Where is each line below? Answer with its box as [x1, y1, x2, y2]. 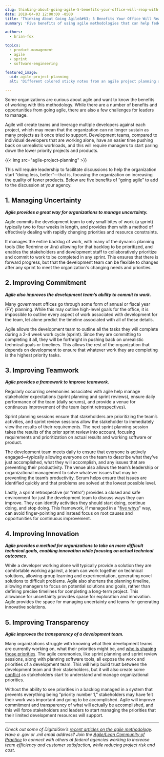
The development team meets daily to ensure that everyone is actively [5, 449, 146, 455]
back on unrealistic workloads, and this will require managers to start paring [5, 143, 158, 148]
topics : [5, 43, 21, 48]
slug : [5, 7, 16, 12]
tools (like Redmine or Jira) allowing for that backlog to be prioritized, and [5, 244, 153, 250]
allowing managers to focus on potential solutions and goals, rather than [5, 583, 150, 589]
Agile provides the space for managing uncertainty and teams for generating [5, 599, 159, 605]
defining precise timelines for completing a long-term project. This [5, 589, 139, 594]
